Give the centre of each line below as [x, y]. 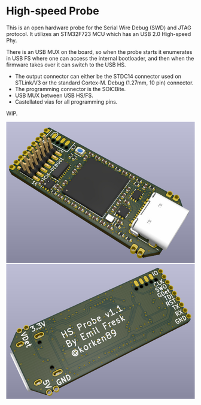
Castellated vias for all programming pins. [66, 102]
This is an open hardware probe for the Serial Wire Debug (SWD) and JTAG [99, 28]
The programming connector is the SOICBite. [70, 89]
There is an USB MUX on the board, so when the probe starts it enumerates [99, 52]
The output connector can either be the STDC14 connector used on [98, 76]
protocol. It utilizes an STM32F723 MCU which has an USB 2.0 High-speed [99, 34]
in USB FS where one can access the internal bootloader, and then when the [100, 58]
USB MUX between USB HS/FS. [54, 95]
